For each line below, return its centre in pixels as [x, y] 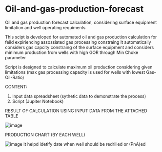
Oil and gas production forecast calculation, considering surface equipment [81, 22]
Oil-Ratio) [15, 77]
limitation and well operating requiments [45, 27]
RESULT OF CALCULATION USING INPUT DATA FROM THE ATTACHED [76, 111]
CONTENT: [16, 86]
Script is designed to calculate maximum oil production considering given [79, 67]
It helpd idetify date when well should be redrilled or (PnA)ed [85, 144]
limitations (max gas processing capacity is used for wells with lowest [75, 72]
